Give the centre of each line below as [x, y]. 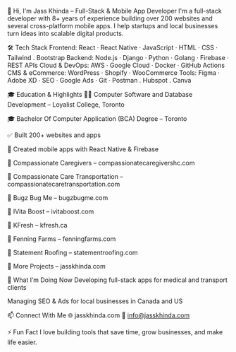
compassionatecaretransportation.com [64, 184]
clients [17, 287]
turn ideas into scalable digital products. [66, 33]
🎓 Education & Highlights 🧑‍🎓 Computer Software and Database [100, 94]
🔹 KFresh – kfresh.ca [37, 225]
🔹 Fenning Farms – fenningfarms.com [62, 239]
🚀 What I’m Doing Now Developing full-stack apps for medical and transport [117, 280]
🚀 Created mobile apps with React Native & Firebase [83, 149]
